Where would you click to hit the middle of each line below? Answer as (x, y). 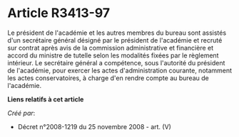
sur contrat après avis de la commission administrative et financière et (111, 48)
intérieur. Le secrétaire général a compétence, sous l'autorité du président (116, 62)
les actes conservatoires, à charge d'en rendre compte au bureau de (108, 78)
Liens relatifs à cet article (46, 99)
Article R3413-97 (59, 13)
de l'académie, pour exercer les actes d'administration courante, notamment (120, 70)
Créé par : (21, 113)
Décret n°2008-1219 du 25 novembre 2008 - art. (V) (94, 126)
